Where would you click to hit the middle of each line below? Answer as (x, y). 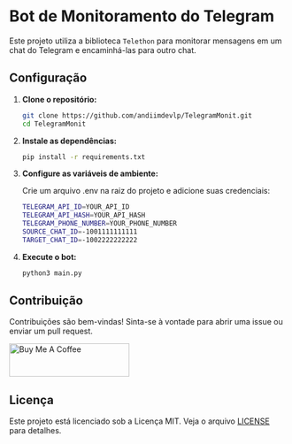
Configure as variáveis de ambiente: (90, 173)
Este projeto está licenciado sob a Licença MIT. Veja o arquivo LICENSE (139, 421)
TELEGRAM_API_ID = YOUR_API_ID (76, 207)
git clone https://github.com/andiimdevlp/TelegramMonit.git (137, 115)
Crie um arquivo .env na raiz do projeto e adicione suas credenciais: (146, 191)
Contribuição (46, 301)
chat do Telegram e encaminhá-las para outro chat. (103, 50)
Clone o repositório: (59, 99)
